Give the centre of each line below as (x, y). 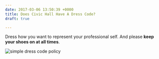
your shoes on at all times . (32, 42)
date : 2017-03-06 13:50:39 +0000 (39, 10)
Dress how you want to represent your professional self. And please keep (79, 37)
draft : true (17, 19)
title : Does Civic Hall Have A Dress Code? (50, 14)
